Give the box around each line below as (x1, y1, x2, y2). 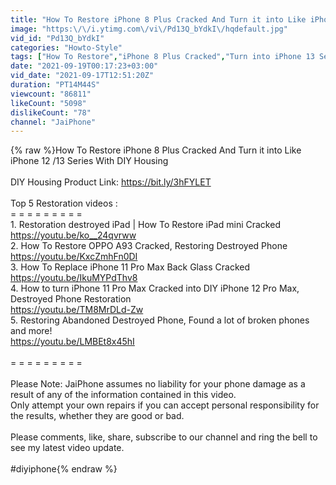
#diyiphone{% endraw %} (10, 463, 118, 475)
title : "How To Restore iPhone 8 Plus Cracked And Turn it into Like (10, 14, 307, 25)
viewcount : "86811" (10, 89, 92, 99)
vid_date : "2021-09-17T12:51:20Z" (10, 71, 155, 81)
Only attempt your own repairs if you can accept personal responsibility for (10, 399, 320, 411)
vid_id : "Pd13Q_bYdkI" (10, 33, 105, 43)
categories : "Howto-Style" (10, 42, 123, 53)
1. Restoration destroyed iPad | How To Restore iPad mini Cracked (10, 219, 281, 231)
